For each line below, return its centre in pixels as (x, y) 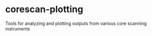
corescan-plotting (44, 9)
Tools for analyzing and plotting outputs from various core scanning (76, 23)
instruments (18, 28)
